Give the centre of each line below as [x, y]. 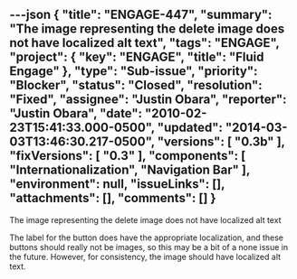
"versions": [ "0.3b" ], [221, 142]
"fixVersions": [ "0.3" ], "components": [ [128, 156]
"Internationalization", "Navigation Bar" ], [130, 170]
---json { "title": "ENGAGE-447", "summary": [141, 15]
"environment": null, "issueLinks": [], [117, 184]
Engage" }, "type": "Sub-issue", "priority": [134, 71]
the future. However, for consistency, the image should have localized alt [145, 256]
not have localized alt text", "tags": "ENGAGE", [144, 43]
